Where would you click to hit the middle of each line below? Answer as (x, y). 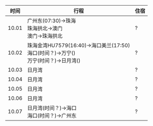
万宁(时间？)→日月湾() (54, 60)
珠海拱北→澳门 (45, 28)
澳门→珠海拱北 (45, 36)
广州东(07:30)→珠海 (52, 21)
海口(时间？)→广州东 (52, 116)
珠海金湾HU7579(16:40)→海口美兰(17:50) (79, 45)
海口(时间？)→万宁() (51, 53)
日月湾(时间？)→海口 (52, 108)
